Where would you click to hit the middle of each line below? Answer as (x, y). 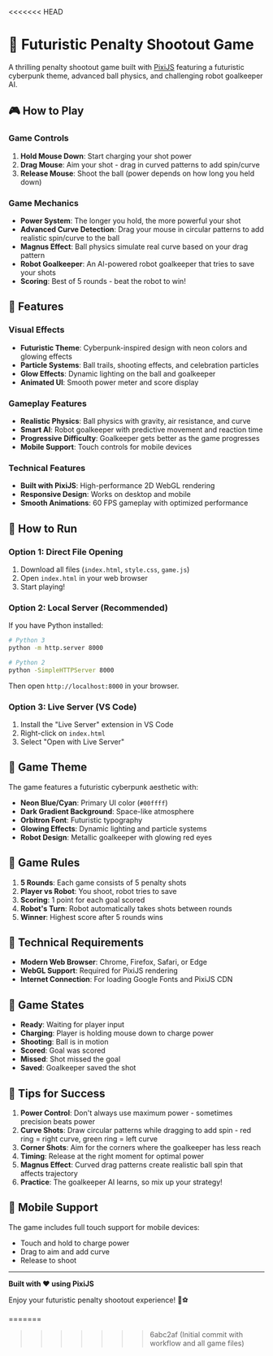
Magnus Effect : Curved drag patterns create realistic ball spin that (132, 1165)
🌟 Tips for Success (57, 1093)
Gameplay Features (48, 403)
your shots (38, 273)
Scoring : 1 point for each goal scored (82, 900)
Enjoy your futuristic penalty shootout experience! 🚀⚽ (99, 1300)
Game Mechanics (44, 203)
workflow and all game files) (197, 1343)
